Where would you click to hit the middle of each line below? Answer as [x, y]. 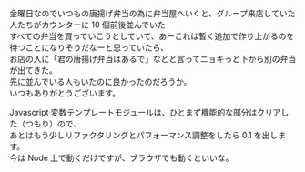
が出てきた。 [33, 70]
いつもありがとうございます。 [65, 93]
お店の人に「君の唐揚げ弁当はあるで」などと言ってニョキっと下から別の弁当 [153, 59]
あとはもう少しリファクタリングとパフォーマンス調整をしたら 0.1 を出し [144, 135]
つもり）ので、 [53, 124]
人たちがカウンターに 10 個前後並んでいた [87, 25]
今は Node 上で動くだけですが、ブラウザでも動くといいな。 [122, 158]
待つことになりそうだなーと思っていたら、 [89, 47]
